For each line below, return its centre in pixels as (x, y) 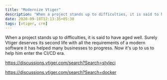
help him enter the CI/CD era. (35, 53)
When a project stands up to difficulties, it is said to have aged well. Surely (81, 38)
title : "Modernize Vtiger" (33, 10)
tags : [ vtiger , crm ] (27, 23)
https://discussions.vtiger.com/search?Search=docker (61, 73)
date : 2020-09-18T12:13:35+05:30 (40, 19)
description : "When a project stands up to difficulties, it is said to (82, 14)
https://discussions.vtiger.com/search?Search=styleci (60, 63)
